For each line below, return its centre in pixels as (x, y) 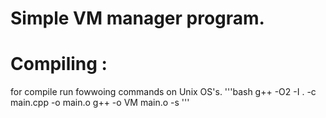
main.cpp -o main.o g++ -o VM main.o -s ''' (100, 103)
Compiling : (59, 64)
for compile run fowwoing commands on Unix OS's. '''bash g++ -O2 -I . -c (163, 92)
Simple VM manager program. (137, 18)
